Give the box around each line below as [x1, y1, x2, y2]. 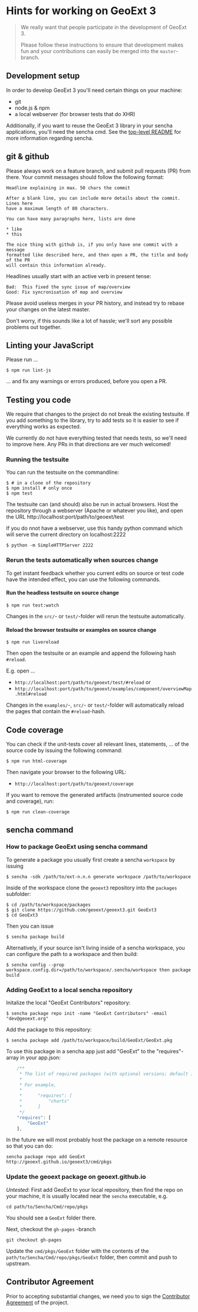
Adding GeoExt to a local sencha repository [6, 985, 133, 994]
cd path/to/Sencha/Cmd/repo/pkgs [6, 1204, 88, 1209]
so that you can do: [6, 1142, 53, 1150]
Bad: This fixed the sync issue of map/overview [6, 284, 131, 290]
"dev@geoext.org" [6, 1016, 49, 1021]
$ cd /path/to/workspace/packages [6, 902, 91, 908]
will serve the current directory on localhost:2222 [6, 531, 126, 538]
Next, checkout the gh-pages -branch [6, 1225, 96, 1232]
